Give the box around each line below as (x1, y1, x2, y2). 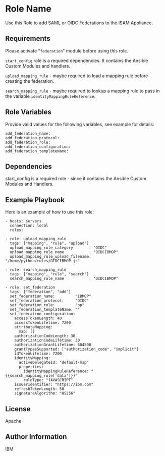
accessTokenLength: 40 (14, 316, 62, 321)
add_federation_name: (5, 131, 51, 136)
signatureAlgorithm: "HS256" (14, 391, 76, 396)
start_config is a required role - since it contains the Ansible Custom (5, 176, 147, 182)
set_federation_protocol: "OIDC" (10, 298, 89, 303)
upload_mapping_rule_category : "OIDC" (10, 245, 107, 250)
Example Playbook (5, 195, 65, 204)
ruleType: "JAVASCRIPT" (23, 378, 73, 383)
